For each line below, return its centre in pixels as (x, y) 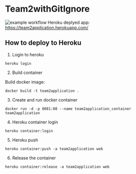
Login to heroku (28, 54)
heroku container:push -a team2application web (54, 149)
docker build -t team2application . (42, 91)
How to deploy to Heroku (43, 43)
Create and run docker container (45, 100)
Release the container (34, 158)
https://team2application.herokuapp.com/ (47, 27)
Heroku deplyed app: (69, 22)
